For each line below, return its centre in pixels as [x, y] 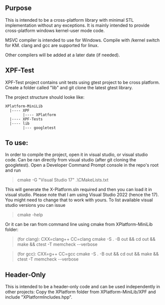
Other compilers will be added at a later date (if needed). [63, 55]
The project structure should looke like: [45, 97]
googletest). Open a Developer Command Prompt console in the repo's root [82, 165]
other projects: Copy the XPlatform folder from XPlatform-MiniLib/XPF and [81, 292]
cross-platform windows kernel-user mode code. [55, 30]
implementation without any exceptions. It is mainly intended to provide [77, 25]
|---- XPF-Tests [26, 119]
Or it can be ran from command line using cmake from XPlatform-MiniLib [79, 225]
